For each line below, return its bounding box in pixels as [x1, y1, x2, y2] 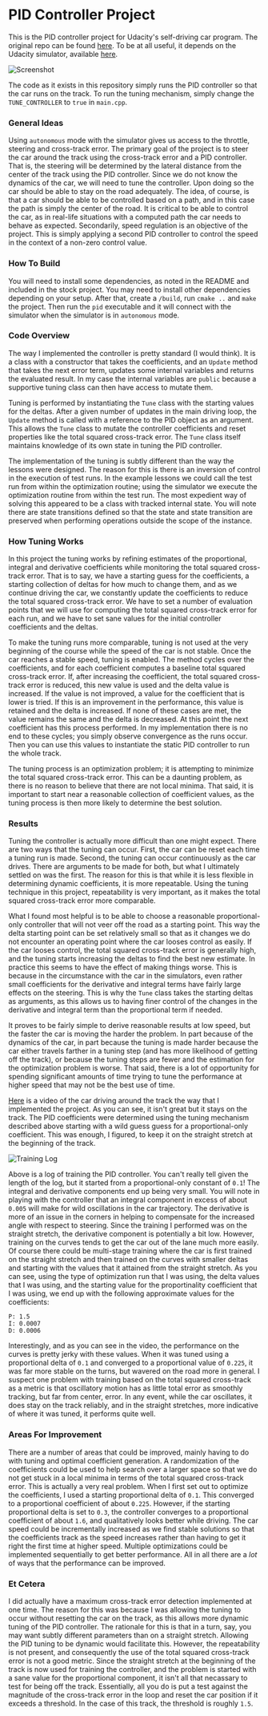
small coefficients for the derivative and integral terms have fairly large [8, 980, 242, 990]
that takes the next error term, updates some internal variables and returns [8, 365, 254, 374]
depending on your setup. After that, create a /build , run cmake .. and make [8, 293, 257, 302]
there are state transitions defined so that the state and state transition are [8, 507, 254, 516]
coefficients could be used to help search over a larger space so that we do [8, 1464, 258, 1474]
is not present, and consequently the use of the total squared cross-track [8, 1648, 250, 1657]
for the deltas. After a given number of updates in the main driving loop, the [8, 407, 258, 416]
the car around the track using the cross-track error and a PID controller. [8, 152, 248, 162]
